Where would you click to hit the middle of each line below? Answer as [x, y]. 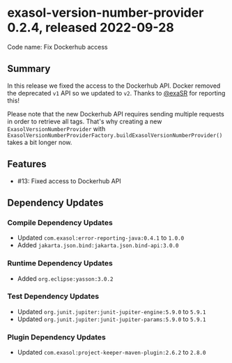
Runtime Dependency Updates [60, 263]
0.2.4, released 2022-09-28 [91, 28]
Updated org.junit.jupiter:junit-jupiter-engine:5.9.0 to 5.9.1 [111, 311]
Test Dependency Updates [53, 296]
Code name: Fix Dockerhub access [57, 47]
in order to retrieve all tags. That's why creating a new [85, 121]
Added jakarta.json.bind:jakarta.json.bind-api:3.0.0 [98, 245]
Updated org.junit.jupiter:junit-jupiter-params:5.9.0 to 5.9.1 [111, 319]
